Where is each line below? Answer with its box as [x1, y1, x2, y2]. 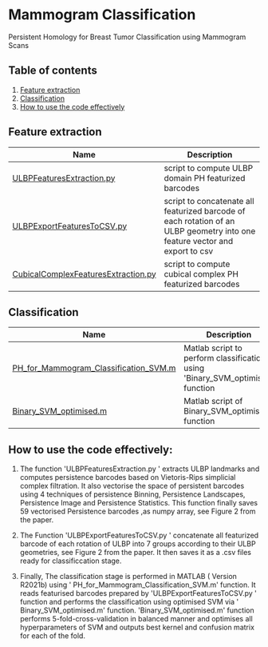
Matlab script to [183, 342, 243, 353]
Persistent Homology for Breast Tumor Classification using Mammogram [8, 32, 246, 42]
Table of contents [8, 64, 97, 78]
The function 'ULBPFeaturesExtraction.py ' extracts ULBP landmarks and [19, 464, 260, 473]
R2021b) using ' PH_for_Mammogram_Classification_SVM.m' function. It [19, 580, 256, 589]
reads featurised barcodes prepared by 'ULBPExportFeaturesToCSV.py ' [19, 589, 257, 598]
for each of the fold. [19, 631, 86, 641]
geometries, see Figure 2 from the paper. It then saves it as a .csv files [19, 548, 251, 557]
